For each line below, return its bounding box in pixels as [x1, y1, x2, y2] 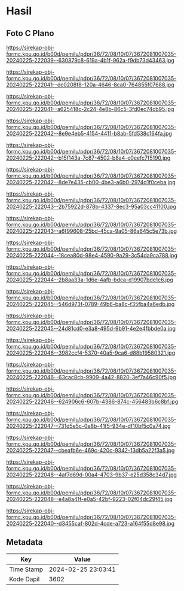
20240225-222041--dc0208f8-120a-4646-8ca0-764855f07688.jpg [6, 81, 174, 88]
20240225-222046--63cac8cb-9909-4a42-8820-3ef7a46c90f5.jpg [6, 374, 176, 380]
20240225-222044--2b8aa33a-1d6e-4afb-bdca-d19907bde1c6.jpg [6, 276, 173, 283]
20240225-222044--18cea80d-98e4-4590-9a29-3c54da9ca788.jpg [6, 252, 178, 259]
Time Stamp [9, 565, 44, 574]
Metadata [6, 537, 43, 547]
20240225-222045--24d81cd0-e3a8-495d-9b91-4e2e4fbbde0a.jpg [6, 325, 176, 332]
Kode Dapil [9, 575, 40, 583]
